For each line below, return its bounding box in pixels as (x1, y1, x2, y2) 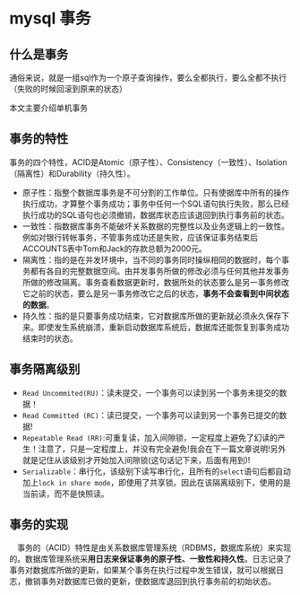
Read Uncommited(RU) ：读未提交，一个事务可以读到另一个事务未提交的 (21, 387, 279, 398)
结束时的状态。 (21, 333, 78, 344)
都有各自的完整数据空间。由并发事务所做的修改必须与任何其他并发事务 (30, 266, 289, 276)
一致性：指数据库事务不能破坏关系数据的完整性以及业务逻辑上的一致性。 (21, 221, 289, 232)
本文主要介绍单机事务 (9, 102, 88, 113)
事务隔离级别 (9, 362, 81, 377)
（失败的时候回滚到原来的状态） (9, 83, 127, 94)
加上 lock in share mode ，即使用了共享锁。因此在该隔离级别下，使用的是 (21, 477, 291, 487)
